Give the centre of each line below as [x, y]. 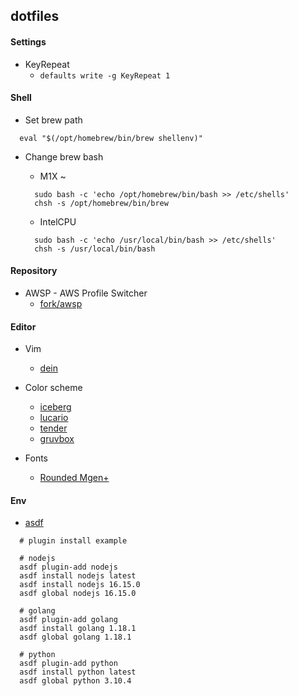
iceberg [55, 407]
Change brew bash [64, 156]
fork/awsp [61, 303]
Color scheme [53, 388]
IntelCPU [58, 221]
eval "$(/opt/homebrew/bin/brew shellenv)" [111, 138]
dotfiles [35, 16]
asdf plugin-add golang [68, 620]
